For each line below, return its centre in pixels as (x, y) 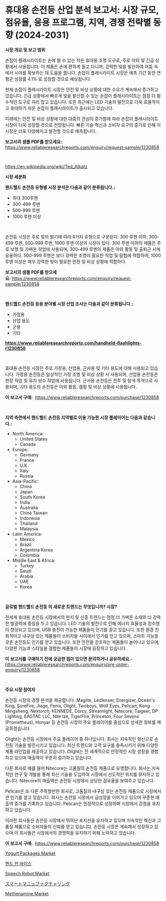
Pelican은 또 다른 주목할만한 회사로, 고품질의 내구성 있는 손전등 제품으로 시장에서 (83, 791)
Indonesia (30, 518)
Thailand (29, 523)
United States (34, 439)
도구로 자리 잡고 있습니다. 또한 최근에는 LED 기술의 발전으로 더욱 (80, 102)
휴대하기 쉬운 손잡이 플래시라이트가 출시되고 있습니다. (62, 108)
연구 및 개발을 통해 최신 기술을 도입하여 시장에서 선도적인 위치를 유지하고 (84, 774)
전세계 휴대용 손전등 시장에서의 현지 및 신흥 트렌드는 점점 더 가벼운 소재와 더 (79, 617)
